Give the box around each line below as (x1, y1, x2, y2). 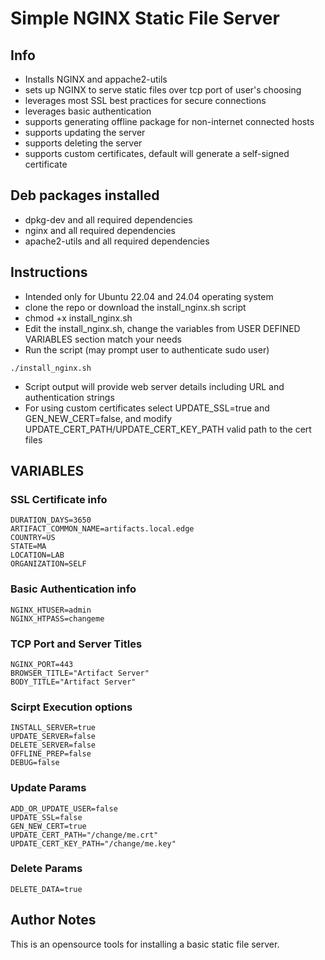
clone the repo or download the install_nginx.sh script (24, 301, 247, 313)
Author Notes (10, 912, 97, 929)
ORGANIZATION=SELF (10, 559, 87, 569)
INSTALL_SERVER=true (10, 723, 97, 733)
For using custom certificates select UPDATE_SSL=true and (24, 402, 270, 414)
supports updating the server (24, 127, 146, 138)
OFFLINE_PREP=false (10, 749, 92, 759)
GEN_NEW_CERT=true (10, 821, 87, 831)
